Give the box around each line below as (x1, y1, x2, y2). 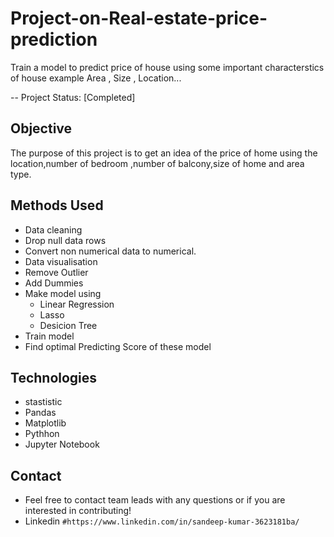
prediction (10, 28, 98, 51)
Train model (24, 330, 75, 342)
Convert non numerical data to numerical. (24, 245, 197, 257)
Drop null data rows (24, 234, 107, 246)
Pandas (24, 407, 57, 419)
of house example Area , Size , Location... (10, 72, 182, 84)
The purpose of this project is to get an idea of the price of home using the (10, 147, 318, 159)
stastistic (24, 396, 63, 408)
